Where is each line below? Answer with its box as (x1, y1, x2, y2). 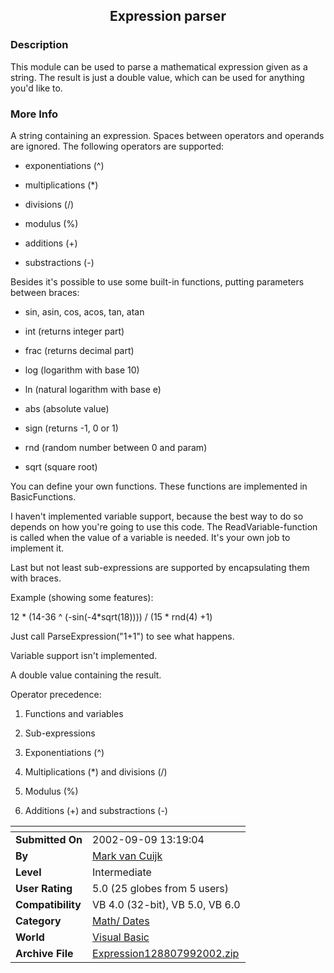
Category (15, 914, 62, 928)
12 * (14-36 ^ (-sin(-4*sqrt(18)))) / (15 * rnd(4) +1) (10, 610, 213, 623)
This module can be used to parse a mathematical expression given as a (10, 60, 308, 73)
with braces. (10, 572, 62, 584)
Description (10, 38, 69, 52)
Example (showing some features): (10, 591, 154, 603)
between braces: (10, 286, 80, 298)
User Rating (15, 881, 73, 895)
